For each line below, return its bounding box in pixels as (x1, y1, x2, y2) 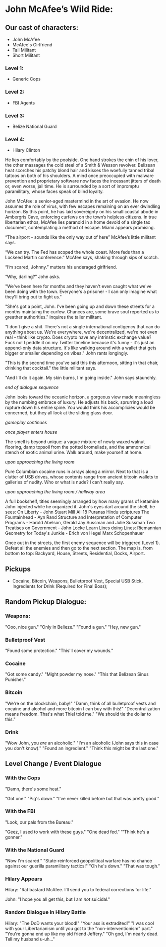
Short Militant (12, 52, 40, 58)
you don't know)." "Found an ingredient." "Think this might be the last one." (5, 745, 159, 751)
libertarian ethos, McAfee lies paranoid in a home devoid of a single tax (5, 219, 150, 225)
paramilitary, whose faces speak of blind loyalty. (5, 189, 104, 194)
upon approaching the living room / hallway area (5, 489, 105, 495)
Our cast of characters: (5, 23, 78, 32)
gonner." (5, 834, 23, 840)
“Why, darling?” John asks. (5, 274, 60, 280)
